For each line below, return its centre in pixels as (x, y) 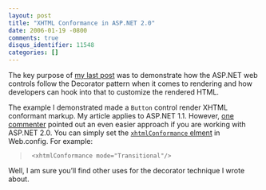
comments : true (34, 38)
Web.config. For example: (51, 141)
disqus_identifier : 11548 (51, 45)
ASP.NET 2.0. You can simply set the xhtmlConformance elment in (114, 133)
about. (19, 179)
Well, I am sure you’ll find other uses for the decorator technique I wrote (127, 171)
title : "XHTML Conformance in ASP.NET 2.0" (82, 23)
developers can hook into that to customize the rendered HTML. (114, 92)
